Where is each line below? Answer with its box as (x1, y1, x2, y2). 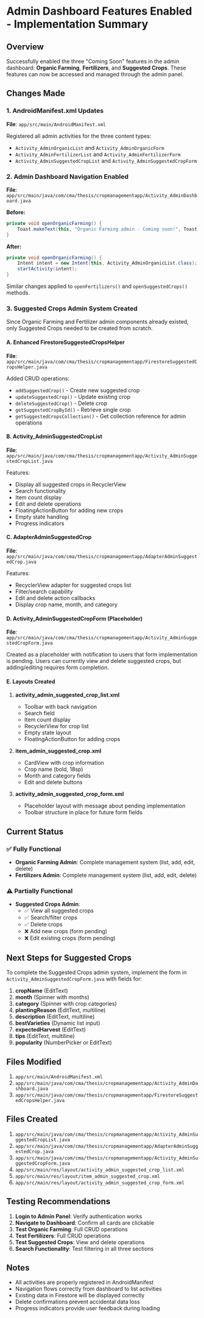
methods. (6, 289, 30, 296)
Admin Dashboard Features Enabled (6, 4, 192, 18)
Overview (6, 41, 44, 52)
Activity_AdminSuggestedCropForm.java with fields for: (6, 975, 142, 983)
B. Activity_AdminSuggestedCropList (6, 433, 102, 440)
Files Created (6, 1114, 58, 1125)
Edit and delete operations (15, 500, 82, 507)
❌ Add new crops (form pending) (24, 928, 108, 935)
